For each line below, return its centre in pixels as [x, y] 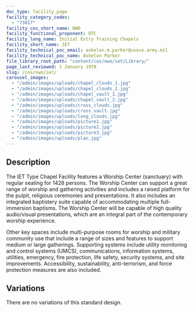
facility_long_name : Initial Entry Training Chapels [73, 39]
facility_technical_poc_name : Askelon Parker [63, 56]
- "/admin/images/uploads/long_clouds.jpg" [66, 116]
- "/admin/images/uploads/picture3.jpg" [62, 133]
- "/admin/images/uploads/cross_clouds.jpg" [67, 105]
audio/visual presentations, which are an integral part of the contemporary [97, 214]
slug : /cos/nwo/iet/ [32, 72]
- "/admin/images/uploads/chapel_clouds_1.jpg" [71, 83]
